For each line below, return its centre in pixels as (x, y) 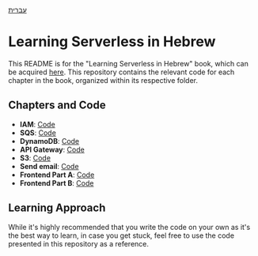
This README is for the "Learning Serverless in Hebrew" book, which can (129, 63)
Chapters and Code (57, 105)
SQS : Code (38, 133)
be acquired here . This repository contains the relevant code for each (121, 72)
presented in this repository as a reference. (78, 243)
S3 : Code (35, 158)
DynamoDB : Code (49, 141)
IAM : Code (37, 124)
